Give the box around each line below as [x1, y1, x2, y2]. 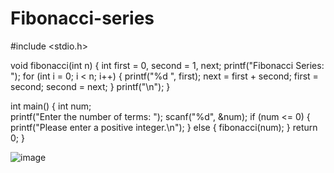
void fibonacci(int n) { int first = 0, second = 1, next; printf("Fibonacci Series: [10, 59, 325, 71]
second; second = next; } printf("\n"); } [10, 80, 171, 92]
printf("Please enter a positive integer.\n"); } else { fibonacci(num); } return [10, 121, 318, 133]
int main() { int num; [10, 100, 92, 112]
